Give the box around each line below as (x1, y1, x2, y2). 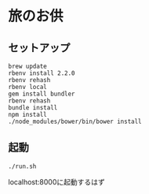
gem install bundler (8, 90, 76, 98)
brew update (8, 62, 47, 70)
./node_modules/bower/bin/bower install (8, 118, 143, 125)
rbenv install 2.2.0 (8, 69, 76, 77)
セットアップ (8, 41, 71, 54)
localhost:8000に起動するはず (8, 177, 106, 186)
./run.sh (8, 162, 37, 170)
